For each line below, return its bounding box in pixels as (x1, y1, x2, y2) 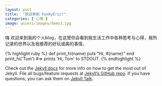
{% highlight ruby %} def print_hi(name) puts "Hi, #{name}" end (5, 51, 135, 57)
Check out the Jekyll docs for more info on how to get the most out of (5, 65, 146, 71)
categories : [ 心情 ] (5, 16, 48, 21)
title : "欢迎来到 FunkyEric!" (5, 12, 66, 17)
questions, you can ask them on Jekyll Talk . (5, 76, 94, 82)
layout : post (5, 7, 32, 12)
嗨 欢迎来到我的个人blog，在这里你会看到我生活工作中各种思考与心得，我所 (5, 35, 157, 41)
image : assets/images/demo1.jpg (5, 21, 71, 26)
